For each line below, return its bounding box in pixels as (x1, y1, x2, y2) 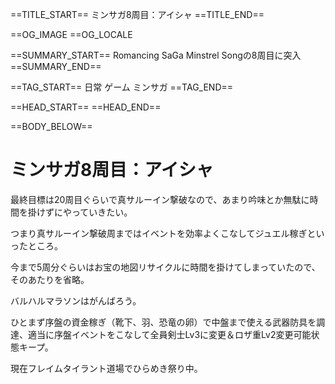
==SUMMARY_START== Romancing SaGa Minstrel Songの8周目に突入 (10, 49, 302, 61)
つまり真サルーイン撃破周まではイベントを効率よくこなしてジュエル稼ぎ (10, 227, 308, 239)
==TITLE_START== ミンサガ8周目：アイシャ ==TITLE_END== (10, 9, 265, 20)
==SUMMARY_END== (10, 61, 102, 72)
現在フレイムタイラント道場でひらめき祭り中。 (10, 362, 203, 374)
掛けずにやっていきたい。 (27, 206, 133, 218)
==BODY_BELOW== (10, 121, 93, 132)
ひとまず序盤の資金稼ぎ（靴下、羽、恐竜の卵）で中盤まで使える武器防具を (10, 316, 317, 328)
